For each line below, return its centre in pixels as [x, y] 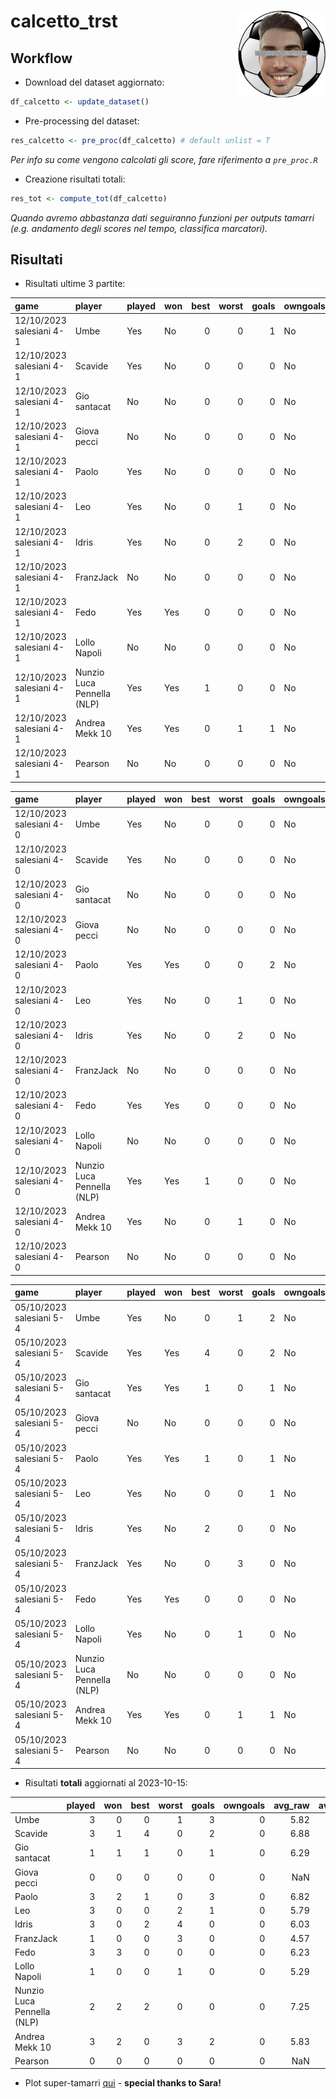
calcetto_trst [64, 21]
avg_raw [291, 1805]
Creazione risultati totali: [75, 179]
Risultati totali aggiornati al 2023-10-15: [106, 1783]
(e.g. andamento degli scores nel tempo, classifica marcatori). [139, 228]
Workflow [41, 58]
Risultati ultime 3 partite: [75, 284]
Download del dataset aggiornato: [94, 82]
